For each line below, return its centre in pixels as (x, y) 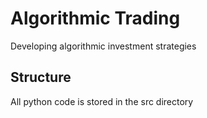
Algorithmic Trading (95, 18)
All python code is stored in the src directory (102, 101)
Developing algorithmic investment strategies (103, 46)
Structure (41, 77)
